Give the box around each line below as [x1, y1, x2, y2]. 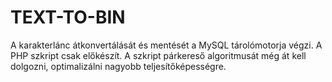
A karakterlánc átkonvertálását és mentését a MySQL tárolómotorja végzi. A [10, 39, 323, 51]
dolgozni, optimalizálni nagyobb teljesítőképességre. [10, 60, 227, 72]
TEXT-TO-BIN [10, 6, 126, 29]
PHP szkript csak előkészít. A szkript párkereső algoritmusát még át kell [10, 49, 307, 61]
